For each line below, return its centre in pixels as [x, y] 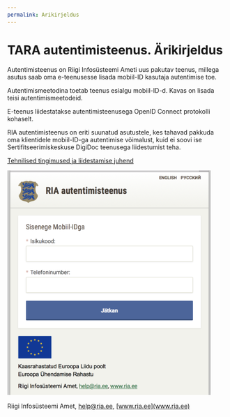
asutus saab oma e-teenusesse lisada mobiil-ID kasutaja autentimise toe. [112, 77]
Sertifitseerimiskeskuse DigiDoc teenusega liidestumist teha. [94, 147]
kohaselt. [20, 119]
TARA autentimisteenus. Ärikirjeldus [115, 50]
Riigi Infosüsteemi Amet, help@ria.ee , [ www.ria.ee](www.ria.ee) [99, 406]
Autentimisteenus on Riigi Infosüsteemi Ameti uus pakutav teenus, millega [113, 69]
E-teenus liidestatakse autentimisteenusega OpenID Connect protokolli [109, 111]
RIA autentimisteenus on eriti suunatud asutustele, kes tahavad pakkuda [110, 132]
